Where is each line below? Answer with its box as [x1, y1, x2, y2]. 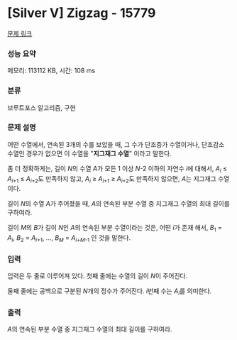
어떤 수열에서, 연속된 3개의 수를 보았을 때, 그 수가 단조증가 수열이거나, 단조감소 [7, 140, 225, 148]
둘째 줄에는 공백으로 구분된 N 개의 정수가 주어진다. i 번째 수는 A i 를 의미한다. [7, 287, 212, 297]
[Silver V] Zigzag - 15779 [7, 5, 156, 21]
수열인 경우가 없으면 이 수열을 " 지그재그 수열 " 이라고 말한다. [7, 149, 172, 158]
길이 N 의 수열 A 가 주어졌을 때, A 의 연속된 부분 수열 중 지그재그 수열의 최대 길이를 [7, 199, 231, 208]
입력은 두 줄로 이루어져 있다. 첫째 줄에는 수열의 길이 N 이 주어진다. [7, 272, 188, 280]
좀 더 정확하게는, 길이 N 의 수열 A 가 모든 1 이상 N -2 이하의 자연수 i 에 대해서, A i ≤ [7, 164, 228, 175]
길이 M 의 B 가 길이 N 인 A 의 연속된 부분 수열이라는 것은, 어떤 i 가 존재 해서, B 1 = [7, 224, 222, 234]
